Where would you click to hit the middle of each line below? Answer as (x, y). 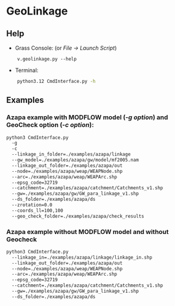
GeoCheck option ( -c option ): (50, 125)
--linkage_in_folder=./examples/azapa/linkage (71, 155)
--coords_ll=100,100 (37, 210)
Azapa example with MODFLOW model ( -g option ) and (87, 117)
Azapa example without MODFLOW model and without (87, 232)
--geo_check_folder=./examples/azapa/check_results (78, 216)
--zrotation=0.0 (32, 205)
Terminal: (27, 70)
